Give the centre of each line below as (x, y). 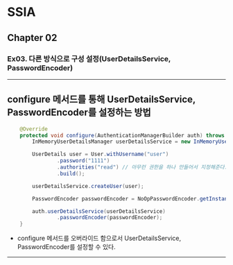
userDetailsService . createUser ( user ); (88, 186)
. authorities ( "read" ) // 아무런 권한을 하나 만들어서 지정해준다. (142, 167)
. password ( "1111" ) (83, 161)
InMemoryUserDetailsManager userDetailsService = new (111, 142)
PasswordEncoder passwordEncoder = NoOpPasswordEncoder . (116, 198)
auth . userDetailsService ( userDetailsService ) (99, 211)
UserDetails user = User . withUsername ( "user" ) (101, 154)
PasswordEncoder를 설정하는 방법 (79, 113)
